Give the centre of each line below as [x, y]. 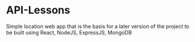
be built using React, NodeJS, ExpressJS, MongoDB [69, 32]
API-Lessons [38, 10]
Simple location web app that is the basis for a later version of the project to [98, 26]
